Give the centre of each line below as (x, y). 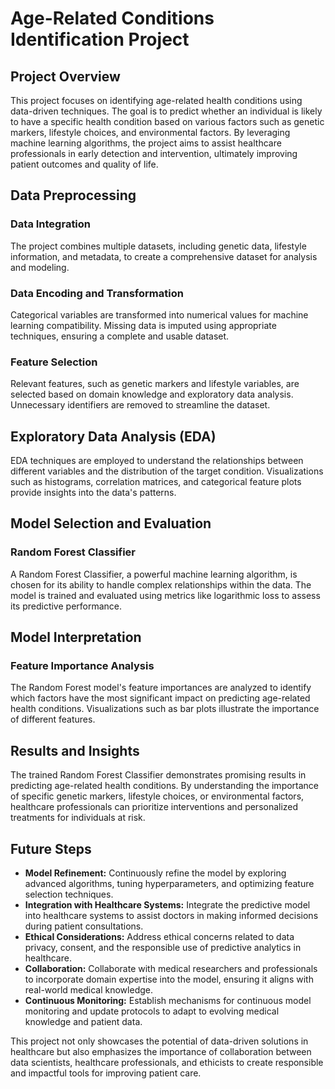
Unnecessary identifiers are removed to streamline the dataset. (140, 405)
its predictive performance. (66, 606)
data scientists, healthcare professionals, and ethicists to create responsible (167, 1063)
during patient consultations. (84, 926)
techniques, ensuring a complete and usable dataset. (120, 336)
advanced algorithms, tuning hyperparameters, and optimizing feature (169, 884)
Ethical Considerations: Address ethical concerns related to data (159, 937)
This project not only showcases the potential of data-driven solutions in (159, 1041)
